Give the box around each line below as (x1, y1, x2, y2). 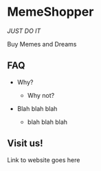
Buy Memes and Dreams (7, 40, 77, 48)
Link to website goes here (7, 155, 80, 164)
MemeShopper (7, 4, 94, 20)
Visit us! (7, 137, 43, 149)
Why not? (27, 91, 55, 99)
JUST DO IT (7, 27, 41, 35)
